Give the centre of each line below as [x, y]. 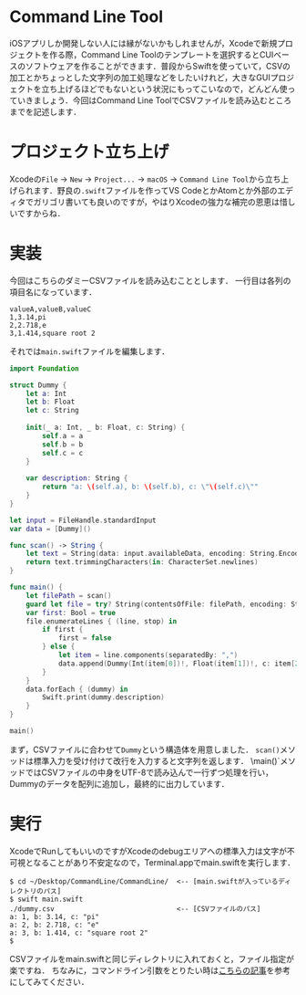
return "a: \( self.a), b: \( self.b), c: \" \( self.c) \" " [150, 487]
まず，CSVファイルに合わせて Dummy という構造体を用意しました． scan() [145, 749]
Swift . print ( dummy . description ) [104, 697]
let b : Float [51, 402]
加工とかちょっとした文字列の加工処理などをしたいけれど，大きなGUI [140, 77]
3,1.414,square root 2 [52, 333]
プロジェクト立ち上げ [90, 152]
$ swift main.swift [46, 899]
